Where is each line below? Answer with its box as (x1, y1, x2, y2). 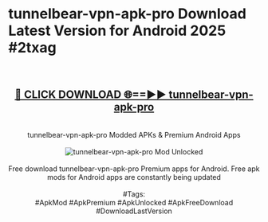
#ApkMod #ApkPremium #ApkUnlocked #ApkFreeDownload (34, 197, 234, 207)
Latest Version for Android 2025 (8, 21, 227, 40)
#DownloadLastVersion (95, 206, 173, 216)
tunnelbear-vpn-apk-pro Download (8, 5, 247, 23)
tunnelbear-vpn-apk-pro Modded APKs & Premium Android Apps (27, 130, 241, 139)
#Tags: (122, 189, 146, 199)
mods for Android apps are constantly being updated (46, 172, 222, 181)
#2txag (8, 39, 57, 56)
